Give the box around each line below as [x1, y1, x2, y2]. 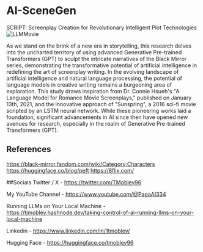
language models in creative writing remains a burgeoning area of [6, 81, 172, 88]
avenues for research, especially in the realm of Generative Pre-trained [6, 120, 185, 127]
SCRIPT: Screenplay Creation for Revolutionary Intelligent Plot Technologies [6, 24, 197, 31]
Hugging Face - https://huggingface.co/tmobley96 [6, 239, 134, 246]
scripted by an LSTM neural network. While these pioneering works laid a [6, 107, 191, 114]
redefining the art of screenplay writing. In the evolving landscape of [6, 68, 179, 75]
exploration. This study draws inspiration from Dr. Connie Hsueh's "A [6, 87, 180, 95]
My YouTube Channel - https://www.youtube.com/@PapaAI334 [6, 190, 166, 198]
